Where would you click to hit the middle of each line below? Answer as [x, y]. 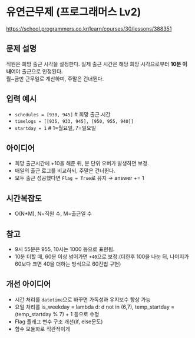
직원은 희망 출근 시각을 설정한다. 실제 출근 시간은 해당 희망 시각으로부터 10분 [94, 64]
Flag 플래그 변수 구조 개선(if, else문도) [59, 322]
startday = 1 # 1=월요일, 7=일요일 [55, 128]
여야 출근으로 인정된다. [37, 71]
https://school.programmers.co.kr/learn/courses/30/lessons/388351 [89, 29]
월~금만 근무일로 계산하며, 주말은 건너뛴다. [55, 78]
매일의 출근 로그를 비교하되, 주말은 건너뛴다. [65, 170]
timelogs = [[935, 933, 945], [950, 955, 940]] [74, 121]
